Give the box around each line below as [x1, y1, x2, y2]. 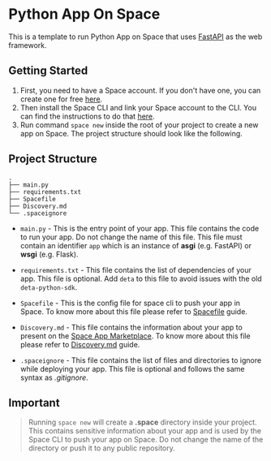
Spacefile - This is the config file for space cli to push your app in [19, 298, 241, 308]
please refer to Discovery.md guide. [19, 339, 140, 349]
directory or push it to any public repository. [28, 443, 176, 453]
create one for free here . [19, 94, 103, 104]
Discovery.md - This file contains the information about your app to [19, 322, 243, 332]
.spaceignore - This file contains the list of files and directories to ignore [19, 355, 262, 365]
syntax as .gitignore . [19, 373, 89, 382]
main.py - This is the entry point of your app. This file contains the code [19, 223, 260, 233]
